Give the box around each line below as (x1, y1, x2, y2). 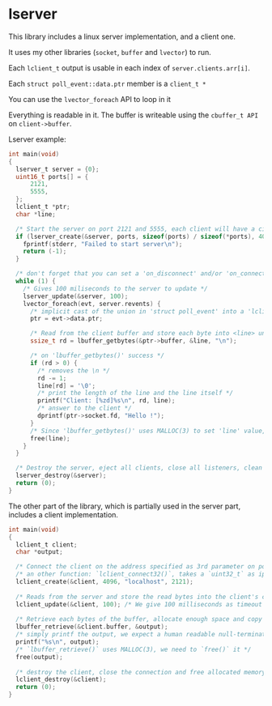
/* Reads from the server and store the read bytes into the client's (15, 593, 259, 601)
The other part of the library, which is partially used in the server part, (8, 501, 241, 511)
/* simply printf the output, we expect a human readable (15, 631, 216, 639)
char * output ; (15, 548, 63, 556)
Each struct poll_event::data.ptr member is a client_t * (8, 79, 206, 88)
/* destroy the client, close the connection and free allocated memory (15, 668, 266, 676)
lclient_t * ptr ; (15, 203, 70, 211)
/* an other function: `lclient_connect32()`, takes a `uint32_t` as (15, 570, 255, 579)
